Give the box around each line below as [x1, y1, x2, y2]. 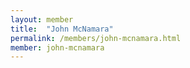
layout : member [10, 14, 74, 25]
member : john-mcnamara [10, 42, 105, 53]
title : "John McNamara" [10, 24, 114, 34]
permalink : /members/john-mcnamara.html [10, 33, 182, 43]
